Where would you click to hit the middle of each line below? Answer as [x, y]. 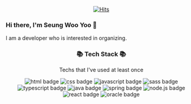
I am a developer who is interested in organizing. [66, 38]
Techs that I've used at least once [101, 70]
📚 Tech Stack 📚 [101, 54]
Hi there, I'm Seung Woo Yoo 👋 [52, 25]
